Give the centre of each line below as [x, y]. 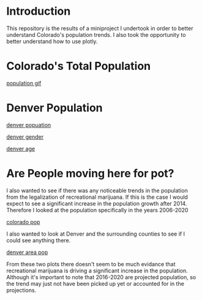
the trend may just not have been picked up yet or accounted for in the [95, 283]
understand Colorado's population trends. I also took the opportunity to [96, 34]
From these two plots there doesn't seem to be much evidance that [91, 264]
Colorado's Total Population [79, 66]
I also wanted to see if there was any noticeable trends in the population [97, 190]
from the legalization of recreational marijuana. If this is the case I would [97, 197]
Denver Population [54, 108]
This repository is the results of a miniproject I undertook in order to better [100, 28]
